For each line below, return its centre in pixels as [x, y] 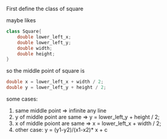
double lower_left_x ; [44, 37]
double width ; [35, 48]
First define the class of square [45, 9]
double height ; [36, 54]
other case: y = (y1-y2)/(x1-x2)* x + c [61, 130]
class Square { [24, 31]
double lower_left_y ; [44, 42]
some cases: [22, 99]
